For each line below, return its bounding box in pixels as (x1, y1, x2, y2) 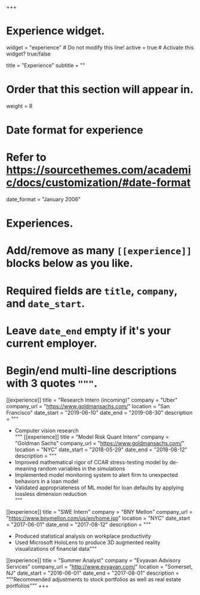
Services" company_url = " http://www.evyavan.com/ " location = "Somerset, (6, 563, 193, 570)
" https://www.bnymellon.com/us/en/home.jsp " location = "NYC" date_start (6, 514, 190, 522)
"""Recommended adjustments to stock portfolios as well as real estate (6, 575, 181, 582)
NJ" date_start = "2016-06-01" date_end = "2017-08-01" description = (6, 569, 179, 576)
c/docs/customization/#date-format (6, 176, 191, 190)
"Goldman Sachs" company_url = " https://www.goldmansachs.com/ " (14, 439, 185, 446)
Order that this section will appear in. (6, 83, 194, 96)
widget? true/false (6, 50, 51, 57)
